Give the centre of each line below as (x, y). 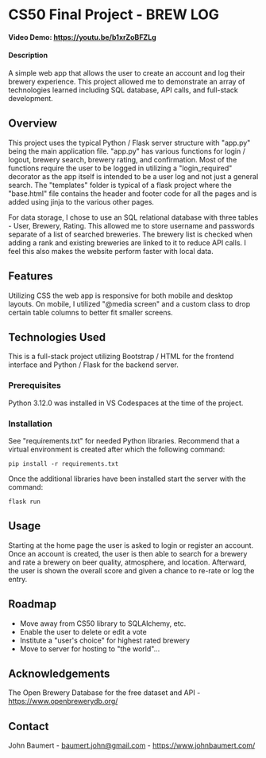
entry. (18, 579)
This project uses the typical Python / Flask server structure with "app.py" (129, 143)
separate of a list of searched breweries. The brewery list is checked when (130, 234)
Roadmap (33, 604)
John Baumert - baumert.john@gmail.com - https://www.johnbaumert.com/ (132, 745)
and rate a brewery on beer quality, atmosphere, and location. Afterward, (127, 562)
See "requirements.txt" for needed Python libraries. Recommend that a (124, 441)
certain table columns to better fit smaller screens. (91, 312)
